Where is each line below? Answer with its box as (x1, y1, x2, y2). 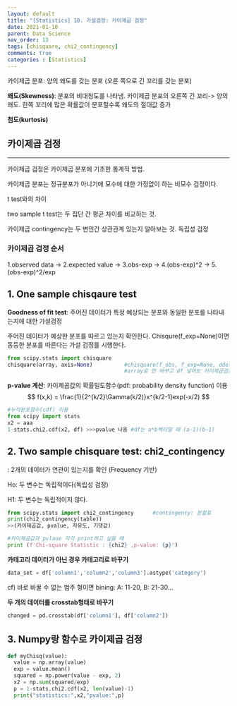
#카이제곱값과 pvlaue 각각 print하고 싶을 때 (7, 535, 124, 542)
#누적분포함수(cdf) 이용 (7, 406, 68, 413)
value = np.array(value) (13, 659, 87, 667)
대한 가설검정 (25, 317, 62, 325)
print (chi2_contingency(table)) (7, 516, 102, 523)
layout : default (7, 10, 55, 18)
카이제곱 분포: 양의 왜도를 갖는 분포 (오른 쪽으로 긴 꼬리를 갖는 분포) (7, 76, 193, 85)
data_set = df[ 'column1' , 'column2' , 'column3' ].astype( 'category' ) (7, 569, 207, 576)
